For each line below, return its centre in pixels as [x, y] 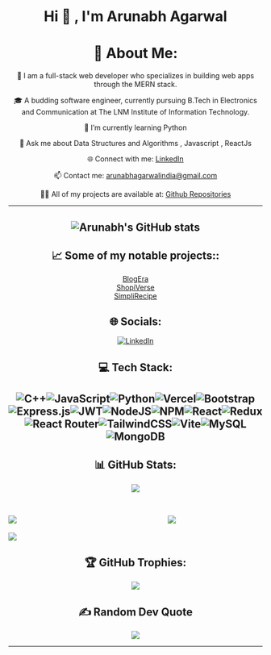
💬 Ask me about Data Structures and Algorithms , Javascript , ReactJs [135, 144]
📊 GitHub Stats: [135, 465]
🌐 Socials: [135, 321]
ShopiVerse [135, 288]
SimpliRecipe [135, 296]
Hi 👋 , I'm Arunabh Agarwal [135, 17]
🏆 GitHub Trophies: [135, 563]
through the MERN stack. [135, 85]
